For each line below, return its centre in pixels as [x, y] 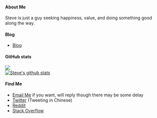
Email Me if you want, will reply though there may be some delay [78, 95]
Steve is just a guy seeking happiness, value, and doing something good [78, 18]
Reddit [19, 105]
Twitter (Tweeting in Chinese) [42, 100]
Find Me [14, 84]
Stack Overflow [28, 111]
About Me [16, 7]
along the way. [20, 23]
